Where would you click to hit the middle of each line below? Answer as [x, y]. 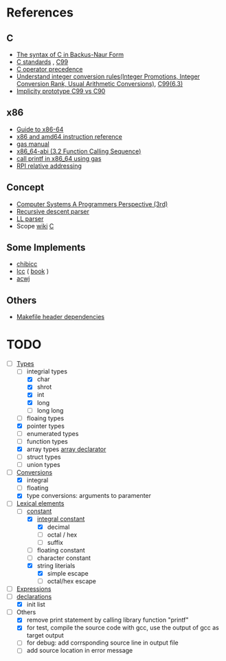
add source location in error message [80, 651]
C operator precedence [49, 69]
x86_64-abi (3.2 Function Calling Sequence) [79, 151]
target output [45, 636]
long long [50, 410]
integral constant [61, 519]
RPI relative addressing [49, 166]
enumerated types [53, 433]
